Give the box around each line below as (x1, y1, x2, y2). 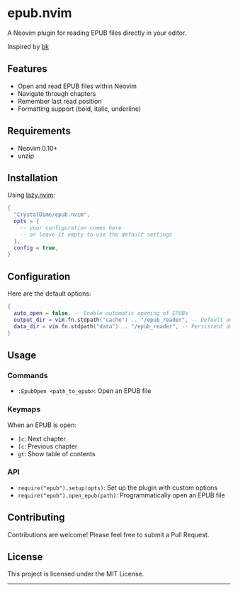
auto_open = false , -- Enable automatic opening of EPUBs (13, 310, 189, 317)
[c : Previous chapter (17, 442, 78, 451)
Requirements (7, 125, 71, 137)
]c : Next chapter (17, 434, 66, 443)
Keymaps (7, 404, 41, 414)
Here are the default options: (7, 289, 91, 298)
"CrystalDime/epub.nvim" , (13, 211, 91, 218)
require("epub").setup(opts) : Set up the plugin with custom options (17, 483, 218, 492)
